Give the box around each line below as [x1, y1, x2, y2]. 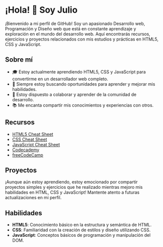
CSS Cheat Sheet [12, 136, 47, 142]
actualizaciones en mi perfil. [5, 195, 62, 201]
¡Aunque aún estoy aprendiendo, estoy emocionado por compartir [5, 179, 138, 185]
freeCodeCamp [12, 152, 43, 158]
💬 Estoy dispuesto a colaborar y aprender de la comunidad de [12, 91, 137, 97]
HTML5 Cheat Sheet [12, 131, 54, 137]
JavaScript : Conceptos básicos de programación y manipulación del [12, 232, 151, 238]
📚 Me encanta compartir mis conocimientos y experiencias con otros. [12, 102, 154, 108]
